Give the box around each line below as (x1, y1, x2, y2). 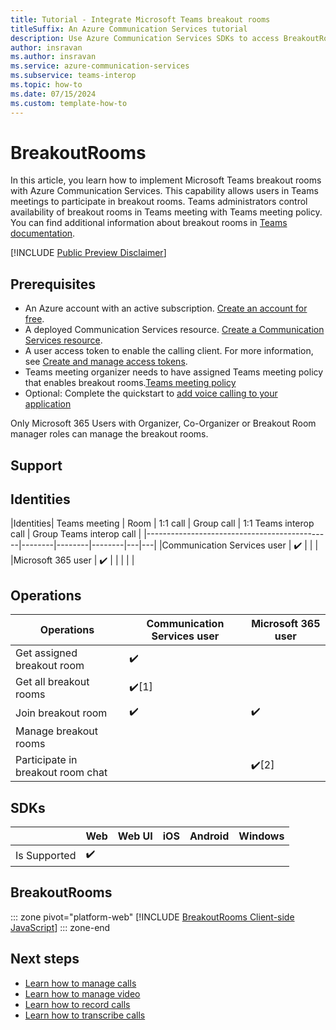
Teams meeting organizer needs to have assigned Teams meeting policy (24, 366, 324, 378)
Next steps (10, 951, 80, 968)
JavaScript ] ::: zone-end (10, 921, 111, 933)
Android (189, 829, 230, 843)
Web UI (117, 829, 153, 843)
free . (24, 313, 45, 325)
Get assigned (15, 646, 78, 660)
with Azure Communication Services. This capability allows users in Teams (10, 185, 319, 197)
